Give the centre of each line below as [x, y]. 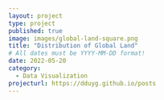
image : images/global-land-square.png [73, 38]
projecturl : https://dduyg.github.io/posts [82, 83]
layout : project [35, 16]
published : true [35, 31]
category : [25, 69]
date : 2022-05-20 [37, 61]
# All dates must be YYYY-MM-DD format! [77, 53]
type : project [32, 23]
